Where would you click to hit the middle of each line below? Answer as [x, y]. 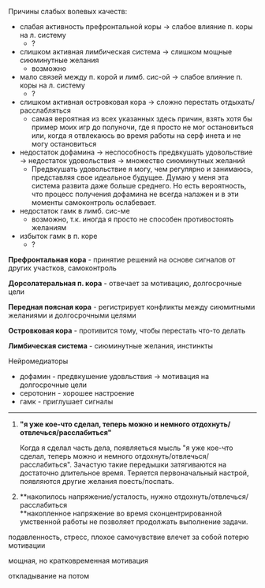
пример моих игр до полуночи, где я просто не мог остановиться [142, 127]
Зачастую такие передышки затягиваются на [150, 465]
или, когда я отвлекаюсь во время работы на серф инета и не [136, 136]
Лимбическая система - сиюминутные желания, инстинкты [110, 346]
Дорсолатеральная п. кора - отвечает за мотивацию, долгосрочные [125, 283]
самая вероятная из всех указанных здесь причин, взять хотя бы [142, 119]
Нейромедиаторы [38, 361]
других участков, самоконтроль [62, 268]
